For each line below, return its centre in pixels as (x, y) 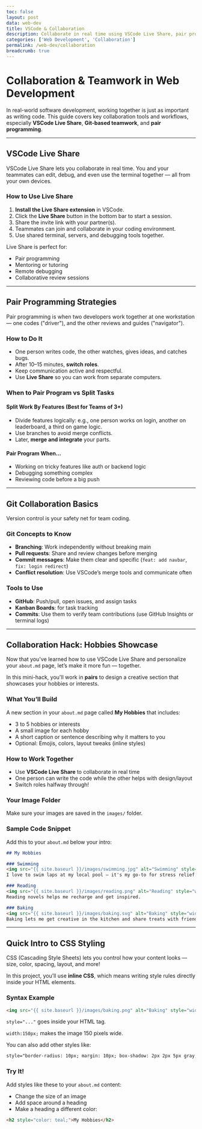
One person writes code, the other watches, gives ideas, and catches (101, 351)
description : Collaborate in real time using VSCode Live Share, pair (96, 34)
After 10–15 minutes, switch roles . (57, 364)
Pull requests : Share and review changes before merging (86, 553)
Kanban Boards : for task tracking (56, 607)
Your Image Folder (34, 800)
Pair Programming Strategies (62, 302)
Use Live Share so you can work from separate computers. (88, 377)
